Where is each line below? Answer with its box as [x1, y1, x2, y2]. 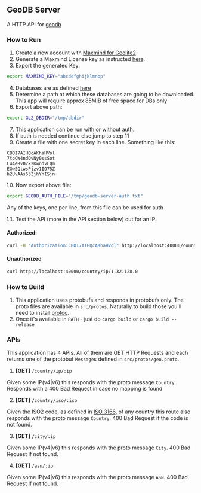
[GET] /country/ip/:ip [15, 367, 72, 375]
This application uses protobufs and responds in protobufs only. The [15, 296, 184, 304]
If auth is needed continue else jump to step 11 [15, 132, 129, 139]
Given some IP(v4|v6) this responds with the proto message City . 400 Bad [7, 444, 191, 451]
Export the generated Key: [15, 62, 80, 69]
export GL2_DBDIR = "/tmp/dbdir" [7, 115, 85, 121]
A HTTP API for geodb [7, 20, 61, 28]
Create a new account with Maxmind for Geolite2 [15, 49, 136, 56]
